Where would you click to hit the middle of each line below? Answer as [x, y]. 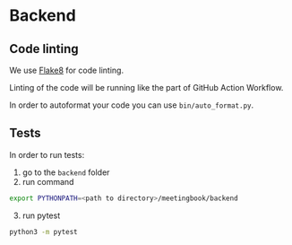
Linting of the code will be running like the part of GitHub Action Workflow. [146, 87]
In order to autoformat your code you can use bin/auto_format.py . [132, 105]
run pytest [41, 215]
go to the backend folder [66, 172]
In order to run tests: [47, 154]
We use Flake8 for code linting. [66, 70]
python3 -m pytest [43, 232]
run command [48, 181]
